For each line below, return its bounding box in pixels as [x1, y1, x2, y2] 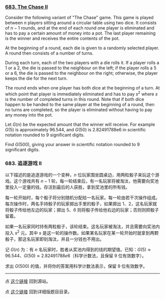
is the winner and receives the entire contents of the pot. [5, 35, 120, 41]
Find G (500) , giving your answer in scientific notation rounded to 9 [5, 141, 140, 147]
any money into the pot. [5, 112, 53, 118]
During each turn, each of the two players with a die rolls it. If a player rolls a [5, 60, 160, 66]
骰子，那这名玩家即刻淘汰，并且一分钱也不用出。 [5, 236, 104, 242]
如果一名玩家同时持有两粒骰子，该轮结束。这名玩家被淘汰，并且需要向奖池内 [5, 224, 160, 230]
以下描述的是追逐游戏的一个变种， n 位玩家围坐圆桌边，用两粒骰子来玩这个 [5, 172, 156, 178]
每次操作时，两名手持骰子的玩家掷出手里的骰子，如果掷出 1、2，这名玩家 [5, 201, 153, 207]
